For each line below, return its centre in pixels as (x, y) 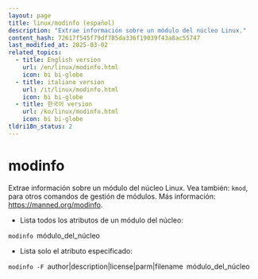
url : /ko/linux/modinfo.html (71, 112)
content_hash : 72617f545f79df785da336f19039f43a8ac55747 (104, 38)
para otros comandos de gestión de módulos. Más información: (112, 196)
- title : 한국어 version (54, 104)
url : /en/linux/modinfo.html (71, 68)
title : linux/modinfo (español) (62, 23)
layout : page (30, 15)
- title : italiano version (60, 82)
